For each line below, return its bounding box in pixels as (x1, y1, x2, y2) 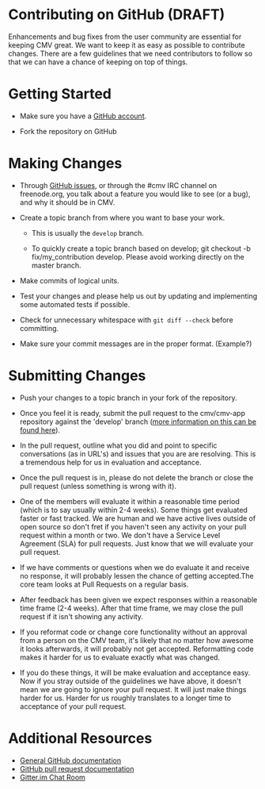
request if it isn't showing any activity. (19, 611, 144, 621)
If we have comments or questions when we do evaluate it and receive (19, 562, 250, 572)
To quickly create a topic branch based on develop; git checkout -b (31, 244, 251, 253)
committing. (19, 323, 59, 333)
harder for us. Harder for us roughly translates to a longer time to (19, 693, 232, 702)
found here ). (19, 425, 61, 434)
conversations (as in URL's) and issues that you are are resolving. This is (19, 448, 256, 458)
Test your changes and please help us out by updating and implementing (19, 291, 258, 301)
